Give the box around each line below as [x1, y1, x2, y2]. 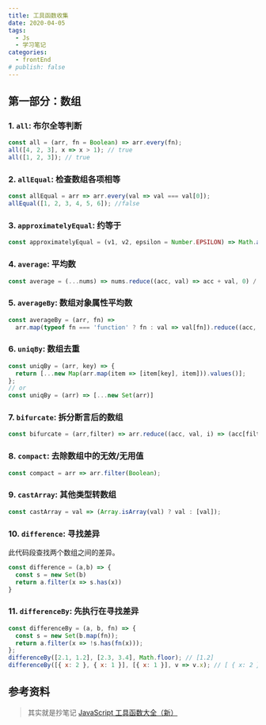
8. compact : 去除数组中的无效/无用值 [8, 451, 144, 462]
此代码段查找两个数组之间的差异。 [8, 547, 120, 557]
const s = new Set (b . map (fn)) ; [15, 631, 119, 639]
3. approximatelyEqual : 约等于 [8, 220, 122, 231]
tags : [8, 26, 26, 34]
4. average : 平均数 [8, 259, 77, 270]
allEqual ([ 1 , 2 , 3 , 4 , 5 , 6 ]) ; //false [8, 200, 140, 208]
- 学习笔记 [15, 41, 47, 49]
